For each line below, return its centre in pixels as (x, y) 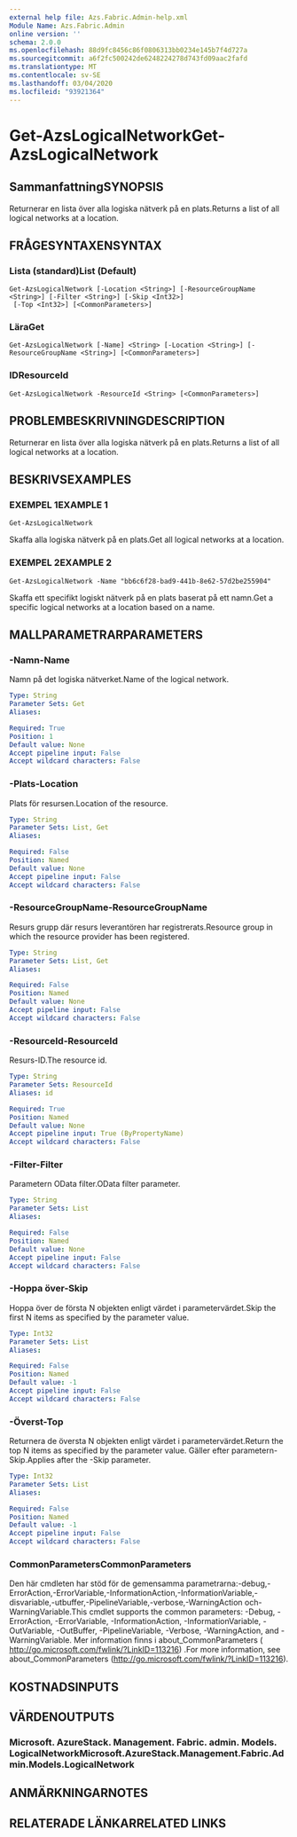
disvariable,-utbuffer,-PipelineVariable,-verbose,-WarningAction (126, 1603)
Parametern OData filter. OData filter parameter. (95, 1184)
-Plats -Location (44, 784)
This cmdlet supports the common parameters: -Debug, (173, 1612)
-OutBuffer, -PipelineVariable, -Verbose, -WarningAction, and (168, 1631)
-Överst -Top (36, 1422)
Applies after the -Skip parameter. (89, 1460)
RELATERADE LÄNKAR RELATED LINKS (118, 1823)
